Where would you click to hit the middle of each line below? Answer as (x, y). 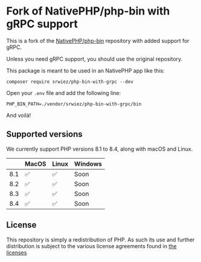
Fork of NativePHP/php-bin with (88, 11)
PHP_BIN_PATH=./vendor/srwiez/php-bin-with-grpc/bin (74, 104)
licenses (17, 252)
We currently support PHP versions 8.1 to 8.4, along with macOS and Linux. (100, 149)
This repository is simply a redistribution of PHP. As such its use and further (101, 240)
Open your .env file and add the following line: (64, 93)
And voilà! (19, 115)
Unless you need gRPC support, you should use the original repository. (94, 59)
